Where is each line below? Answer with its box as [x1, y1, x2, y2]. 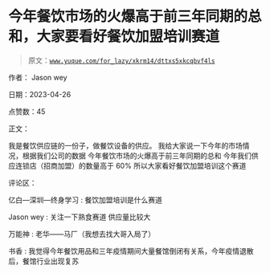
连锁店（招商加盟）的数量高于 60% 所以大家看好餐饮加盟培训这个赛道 [14, 161, 247, 170]
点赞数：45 [8, 106, 46, 116]
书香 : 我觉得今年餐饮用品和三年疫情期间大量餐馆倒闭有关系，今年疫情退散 [8, 246, 254, 255]
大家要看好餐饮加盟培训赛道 [36, 27, 220, 46]
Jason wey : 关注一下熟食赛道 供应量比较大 [8, 212, 151, 222]
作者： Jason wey [8, 72, 67, 82]
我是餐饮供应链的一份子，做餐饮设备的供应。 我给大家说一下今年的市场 [8, 141, 243, 150]
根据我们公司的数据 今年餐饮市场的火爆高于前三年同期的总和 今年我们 [22, 150, 252, 161]
